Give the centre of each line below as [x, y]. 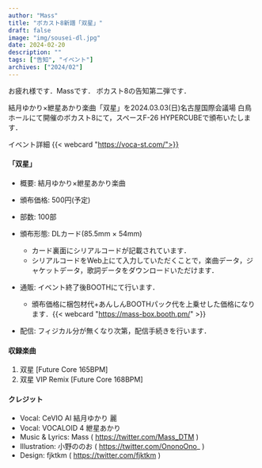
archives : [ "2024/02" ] [46, 67]
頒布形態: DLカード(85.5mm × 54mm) [81, 233]
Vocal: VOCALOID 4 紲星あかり [70, 428]
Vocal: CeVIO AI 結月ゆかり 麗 [68, 418]
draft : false [30, 30]
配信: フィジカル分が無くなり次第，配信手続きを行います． [115, 331]
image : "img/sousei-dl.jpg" [55, 38]
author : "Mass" [33, 15]
